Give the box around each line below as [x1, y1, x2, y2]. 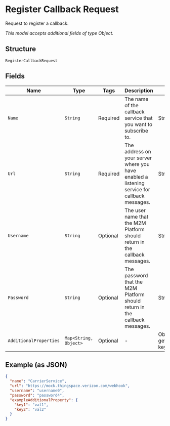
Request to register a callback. [5, 20, 69, 26]
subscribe [124, 127, 148, 134]
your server [124, 154, 152, 161]
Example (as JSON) [5, 360, 67, 369]
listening [124, 180, 145, 187]
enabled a [124, 173, 148, 180]
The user [124, 206, 146, 214]
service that [124, 114, 153, 121]
